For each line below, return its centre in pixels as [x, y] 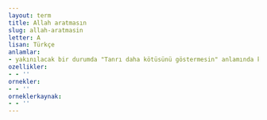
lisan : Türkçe [32, 45]
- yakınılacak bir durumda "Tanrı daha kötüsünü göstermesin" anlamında [131, 60]
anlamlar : [25, 52]
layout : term [30, 15]
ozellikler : [28, 67]
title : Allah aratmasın [48, 23]
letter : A [25, 37]
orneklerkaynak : [35, 96]
